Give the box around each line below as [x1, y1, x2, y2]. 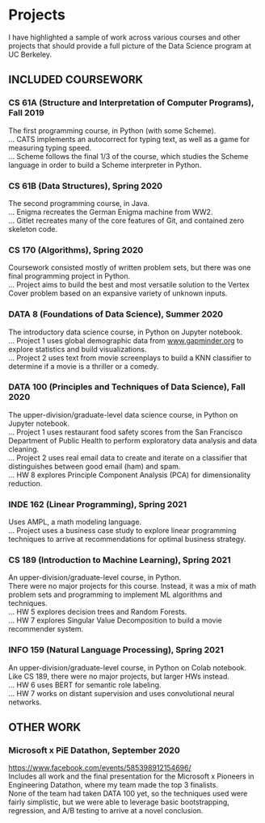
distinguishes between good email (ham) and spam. [8, 461, 181, 471]
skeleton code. [8, 224, 58, 233]
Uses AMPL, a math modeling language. [8, 517, 142, 527]
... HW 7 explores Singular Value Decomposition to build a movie [8, 615, 222, 625]
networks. [8, 697, 42, 707]
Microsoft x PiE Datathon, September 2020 [8, 745, 180, 756]
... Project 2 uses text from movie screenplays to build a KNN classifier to [8, 353, 252, 363]
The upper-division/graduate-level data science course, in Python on [8, 409, 238, 419]
